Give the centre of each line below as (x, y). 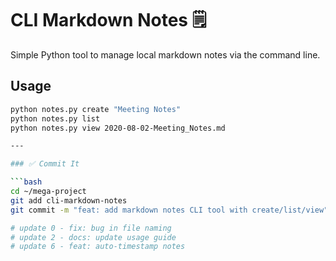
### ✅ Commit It (45, 164)
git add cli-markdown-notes (69, 200)
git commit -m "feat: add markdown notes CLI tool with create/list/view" (169, 210)
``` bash (26, 182)
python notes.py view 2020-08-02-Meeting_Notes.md (118, 128)
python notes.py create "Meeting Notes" (96, 109)
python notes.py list (55, 118)
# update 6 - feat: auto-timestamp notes (98, 247)
